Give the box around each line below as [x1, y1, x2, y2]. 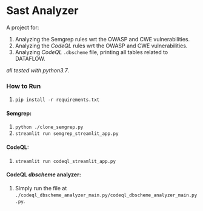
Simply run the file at [15, 184, 67, 192]
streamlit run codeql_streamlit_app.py [15, 158, 116, 164]
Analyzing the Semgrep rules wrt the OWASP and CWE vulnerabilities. [15, 35, 190, 43]
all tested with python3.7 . [6, 66, 70, 74]
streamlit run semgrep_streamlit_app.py [15, 131, 119, 137]
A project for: [6, 24, 39, 31]
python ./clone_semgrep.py [15, 124, 84, 131]
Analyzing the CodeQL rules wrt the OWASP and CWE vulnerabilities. [15, 42, 188, 49]
